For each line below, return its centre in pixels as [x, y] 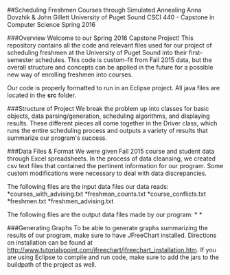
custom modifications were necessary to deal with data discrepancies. [107, 173]
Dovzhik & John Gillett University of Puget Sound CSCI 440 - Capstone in [111, 17]
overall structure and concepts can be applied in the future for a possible [110, 67]
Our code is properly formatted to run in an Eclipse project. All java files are [114, 88]
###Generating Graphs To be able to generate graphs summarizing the [107, 228]
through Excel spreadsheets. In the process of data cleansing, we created [112, 159]
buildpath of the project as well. [52, 264]
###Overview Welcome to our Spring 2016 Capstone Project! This [100, 38]
